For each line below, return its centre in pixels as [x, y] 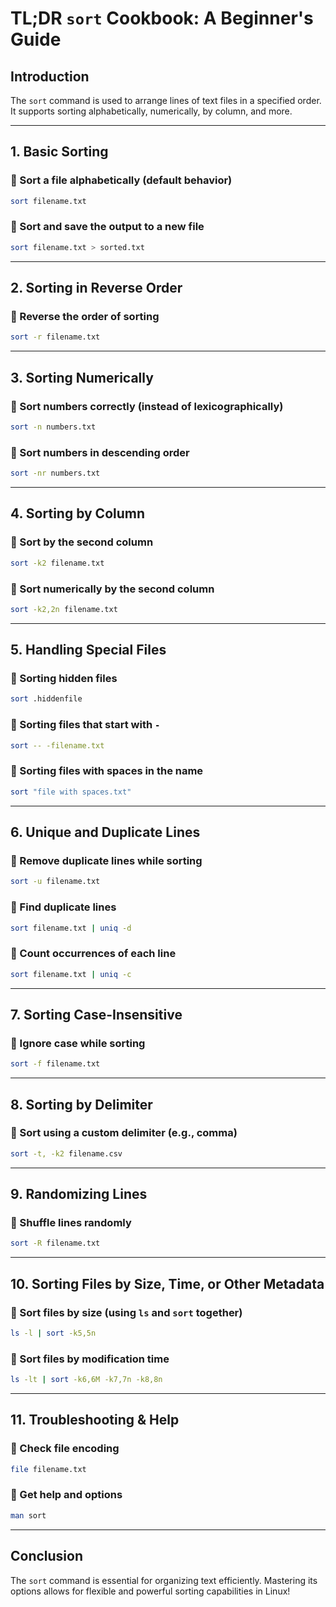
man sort [28, 1515]
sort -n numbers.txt [53, 427]
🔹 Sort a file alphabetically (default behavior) [121, 180]
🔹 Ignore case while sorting [78, 1043]
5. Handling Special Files [88, 650]
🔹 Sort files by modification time [90, 1359]
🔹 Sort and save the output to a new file [107, 227]
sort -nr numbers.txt [55, 473]
